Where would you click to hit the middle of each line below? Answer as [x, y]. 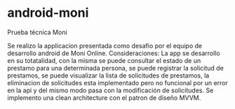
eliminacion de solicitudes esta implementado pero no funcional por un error [117, 82]
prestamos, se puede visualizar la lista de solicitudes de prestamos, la [108, 75]
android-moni [48, 13]
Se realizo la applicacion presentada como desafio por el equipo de [105, 45]
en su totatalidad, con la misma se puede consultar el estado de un [104, 60]
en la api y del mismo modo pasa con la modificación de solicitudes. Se [110, 90]
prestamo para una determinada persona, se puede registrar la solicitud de [116, 68]
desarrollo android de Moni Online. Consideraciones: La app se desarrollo [114, 53]
